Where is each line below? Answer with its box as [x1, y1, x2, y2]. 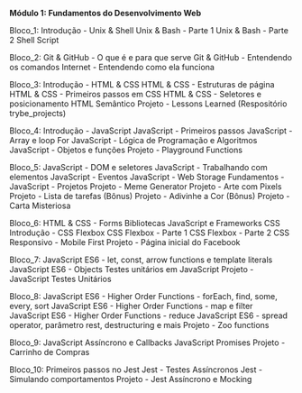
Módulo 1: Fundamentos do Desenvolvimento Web [9, 8, 201, 18]
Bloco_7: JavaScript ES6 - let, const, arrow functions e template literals [9, 254, 273, 265]
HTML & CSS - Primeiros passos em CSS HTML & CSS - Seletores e [9, 89, 261, 99]
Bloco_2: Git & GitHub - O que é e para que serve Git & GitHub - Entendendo [9, 52, 293, 62]
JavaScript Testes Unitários [9, 274, 112, 284]
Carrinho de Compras [9, 347, 90, 357]
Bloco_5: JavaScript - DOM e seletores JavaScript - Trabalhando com [9, 162, 268, 172]
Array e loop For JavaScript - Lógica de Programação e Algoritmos [9, 135, 258, 145]
